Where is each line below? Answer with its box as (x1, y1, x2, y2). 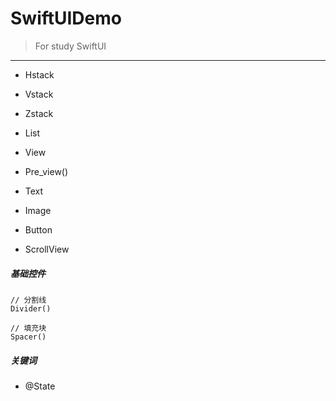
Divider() (10, 303, 52, 314)
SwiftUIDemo (10, 7, 122, 30)
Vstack (24, 88, 54, 100)
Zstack (24, 107, 54, 119)
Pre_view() (24, 165, 69, 177)
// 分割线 (10, 295, 47, 305)
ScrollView (24, 243, 70, 255)
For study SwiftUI (34, 40, 107, 52)
